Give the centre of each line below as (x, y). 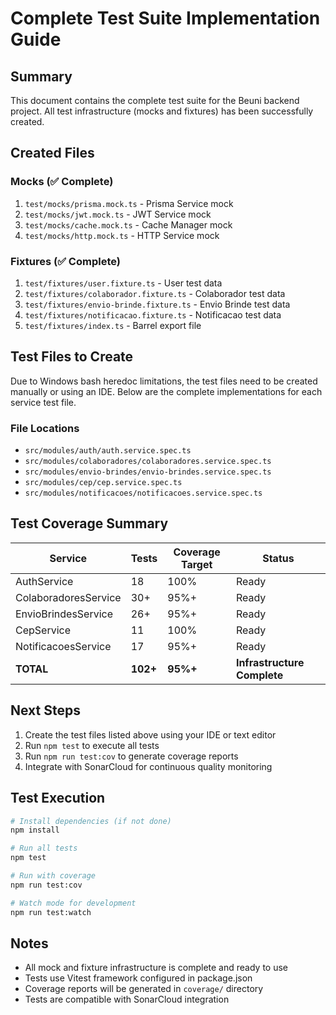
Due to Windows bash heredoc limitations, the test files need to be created (164, 381)
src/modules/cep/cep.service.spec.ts (103, 483)
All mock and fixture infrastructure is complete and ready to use (156, 968)
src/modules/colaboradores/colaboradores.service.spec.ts (148, 462)
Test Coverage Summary (89, 523)
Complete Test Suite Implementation (165, 18)
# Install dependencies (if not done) (91, 821)
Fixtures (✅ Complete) (65, 261)
